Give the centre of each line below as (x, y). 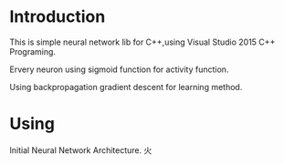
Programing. (33, 51)
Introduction (58, 17)
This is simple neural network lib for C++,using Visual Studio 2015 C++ (142, 42)
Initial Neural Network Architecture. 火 (81, 150)
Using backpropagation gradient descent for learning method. (126, 87)
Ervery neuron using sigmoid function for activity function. (119, 69)
